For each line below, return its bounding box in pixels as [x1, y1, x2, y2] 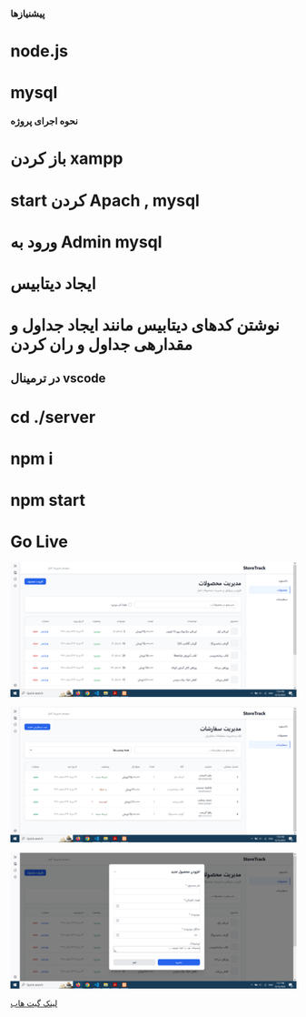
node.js [10, 41, 69, 62]
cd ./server [10, 407, 96, 428]
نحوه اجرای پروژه [10, 115, 78, 127]
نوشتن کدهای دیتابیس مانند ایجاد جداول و [10, 315, 280, 336]
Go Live [10, 531, 69, 552]
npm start [10, 490, 85, 511]
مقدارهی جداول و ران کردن [10, 335, 193, 355]
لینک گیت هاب [10, 997, 58, 1008]
